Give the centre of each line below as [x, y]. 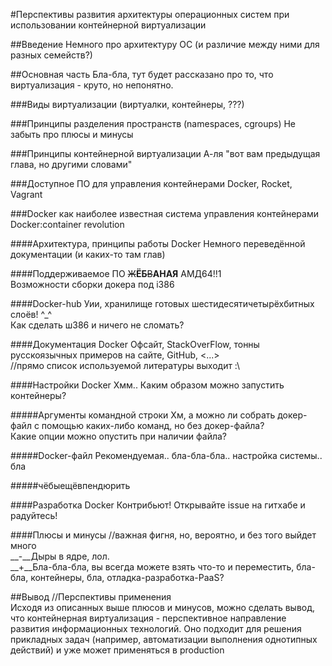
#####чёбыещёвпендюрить [70, 485]
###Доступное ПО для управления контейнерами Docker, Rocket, [151, 183]
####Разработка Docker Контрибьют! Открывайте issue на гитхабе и [158, 505]
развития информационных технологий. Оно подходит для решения [156, 628]
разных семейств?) [51, 55]
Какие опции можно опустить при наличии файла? [119, 436]
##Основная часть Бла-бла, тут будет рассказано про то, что [142, 74]
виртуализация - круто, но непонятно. [92, 85]
